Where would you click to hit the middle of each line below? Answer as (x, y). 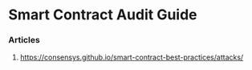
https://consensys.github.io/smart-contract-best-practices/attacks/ (132, 57)
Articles (24, 40)
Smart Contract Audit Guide (103, 15)
